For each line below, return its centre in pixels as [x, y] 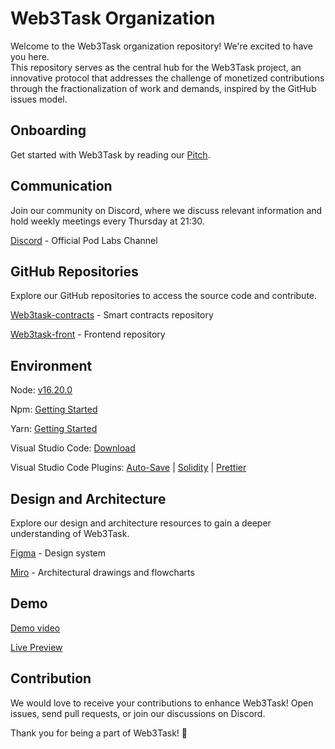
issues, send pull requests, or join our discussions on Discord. [138, 713]
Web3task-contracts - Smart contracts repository [112, 315]
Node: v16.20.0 [41, 390]
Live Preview [36, 647]
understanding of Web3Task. [70, 533]
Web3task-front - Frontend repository [88, 334]
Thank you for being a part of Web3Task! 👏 [99, 733]
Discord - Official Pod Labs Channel [84, 240]
